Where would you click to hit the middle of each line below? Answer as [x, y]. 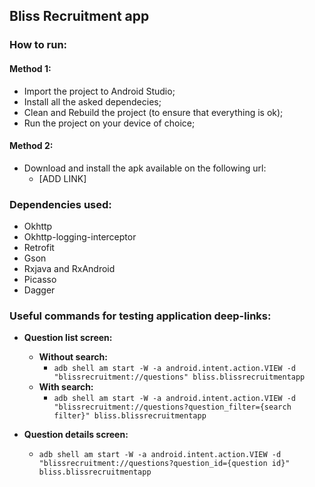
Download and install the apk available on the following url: [145, 168]
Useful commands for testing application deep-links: [140, 316]
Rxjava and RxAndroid [69, 269]
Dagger [39, 290]
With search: [66, 387]
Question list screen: [68, 338]
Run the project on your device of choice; [109, 123]
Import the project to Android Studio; [99, 91]
